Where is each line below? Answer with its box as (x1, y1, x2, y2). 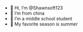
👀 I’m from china (10, 10, 45, 16)
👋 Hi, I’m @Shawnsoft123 (10, 5, 63, 11)
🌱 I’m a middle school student (10, 16, 72, 21)
